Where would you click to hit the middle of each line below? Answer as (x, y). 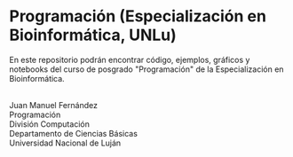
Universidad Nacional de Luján (65, 143)
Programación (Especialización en (138, 16)
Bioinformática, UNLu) (93, 35)
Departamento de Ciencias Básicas (73, 133)
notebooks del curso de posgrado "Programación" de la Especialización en (146, 69)
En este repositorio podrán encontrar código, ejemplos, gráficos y (130, 59)
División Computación (50, 124)
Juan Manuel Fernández (53, 105)
